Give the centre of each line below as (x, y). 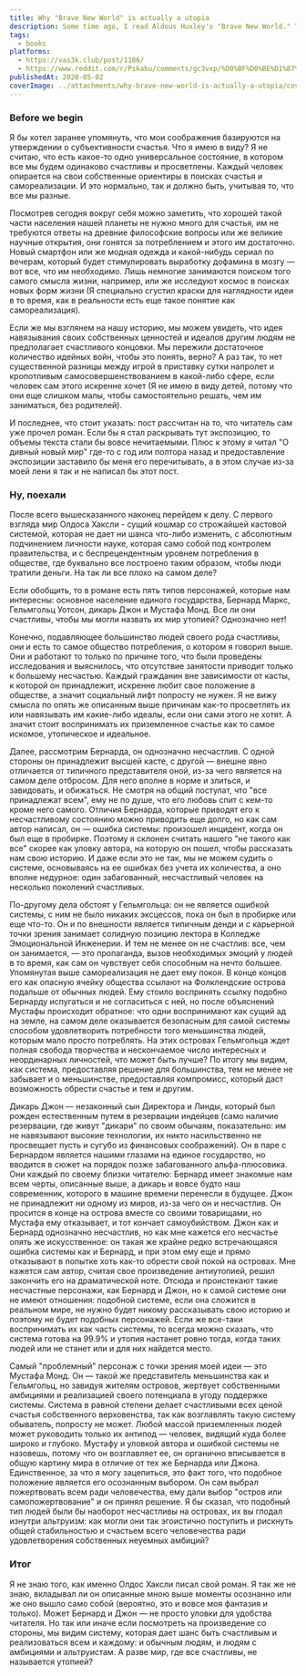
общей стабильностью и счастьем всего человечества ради (127, 1531)
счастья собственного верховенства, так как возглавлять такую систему (153, 1414)
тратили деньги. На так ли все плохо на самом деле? (113, 573)
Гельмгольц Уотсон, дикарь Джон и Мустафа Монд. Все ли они (133, 610)
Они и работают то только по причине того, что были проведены (136, 656)
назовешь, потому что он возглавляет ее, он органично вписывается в (148, 1454)
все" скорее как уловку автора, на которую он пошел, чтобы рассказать (151, 848)
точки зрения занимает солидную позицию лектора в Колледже (135, 934)
